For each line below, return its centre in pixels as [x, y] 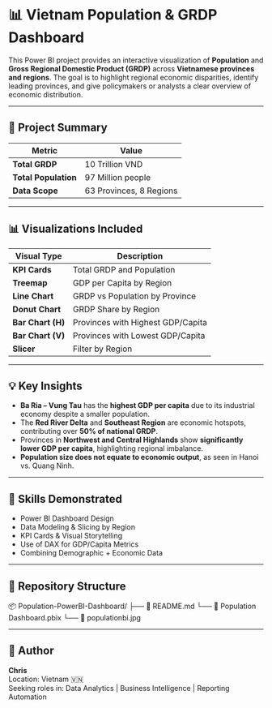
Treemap [30, 282]
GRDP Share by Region [116, 309]
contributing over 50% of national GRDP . [89, 431]
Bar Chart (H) [39, 322]
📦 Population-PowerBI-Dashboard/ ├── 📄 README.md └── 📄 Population [132, 606]
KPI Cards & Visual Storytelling [71, 536]
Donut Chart [37, 309]
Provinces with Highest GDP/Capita [140, 322]
